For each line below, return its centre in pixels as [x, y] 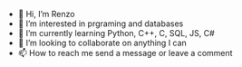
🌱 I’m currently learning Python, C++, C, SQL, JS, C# [116, 33]
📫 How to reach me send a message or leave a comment [125, 53]
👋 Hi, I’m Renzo [46, 14]
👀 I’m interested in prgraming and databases [101, 24]
